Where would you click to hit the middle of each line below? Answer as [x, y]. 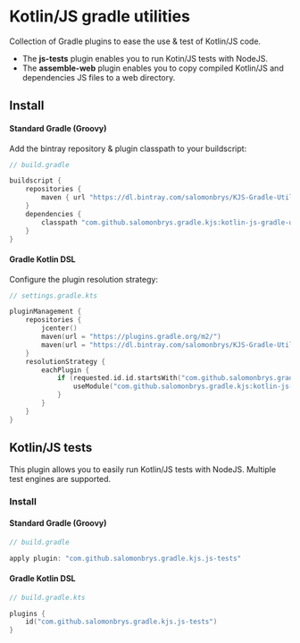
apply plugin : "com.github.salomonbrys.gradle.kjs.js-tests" [125, 558]
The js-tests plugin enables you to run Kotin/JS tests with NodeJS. [145, 58]
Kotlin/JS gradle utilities [100, 17]
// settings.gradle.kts [54, 296]
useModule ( [93, 386]
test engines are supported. [60, 478]
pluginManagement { [46, 312]
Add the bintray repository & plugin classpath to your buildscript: [128, 148]
